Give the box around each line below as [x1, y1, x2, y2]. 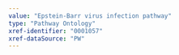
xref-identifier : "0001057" [8, 27, 104, 35]
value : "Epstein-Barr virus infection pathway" [8, 11, 173, 20]
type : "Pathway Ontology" [8, 19, 96, 27]
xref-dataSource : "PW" [8, 34, 85, 43]
